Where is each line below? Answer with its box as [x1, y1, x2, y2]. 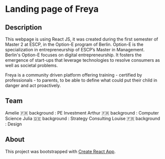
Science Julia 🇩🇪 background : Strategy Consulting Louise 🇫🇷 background [5, 115, 161, 121]
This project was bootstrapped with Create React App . [5, 148, 116, 154]
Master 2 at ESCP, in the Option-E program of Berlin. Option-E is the [5, 41, 144, 47]
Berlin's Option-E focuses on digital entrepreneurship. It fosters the [5, 52, 142, 58]
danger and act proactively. [5, 82, 61, 88]
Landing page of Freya [5, 3, 99, 15]
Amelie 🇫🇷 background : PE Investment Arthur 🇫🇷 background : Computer [5, 110, 159, 116]
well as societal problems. [5, 63, 58, 68]
